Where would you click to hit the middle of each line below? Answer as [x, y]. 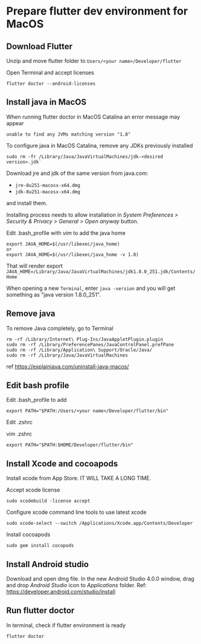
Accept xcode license [33, 490]
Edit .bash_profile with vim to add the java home [66, 233]
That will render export [35, 266]
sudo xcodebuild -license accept [48, 501]
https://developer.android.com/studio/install [61, 592]
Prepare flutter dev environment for [97, 11]
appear [15, 123]
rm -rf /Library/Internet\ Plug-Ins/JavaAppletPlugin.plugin [85, 339]
